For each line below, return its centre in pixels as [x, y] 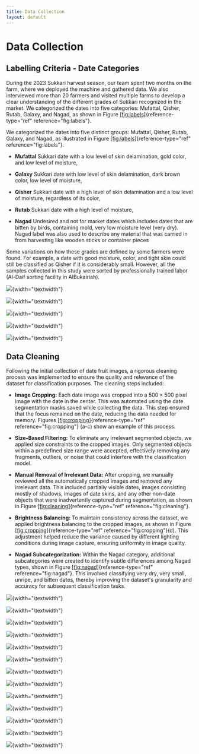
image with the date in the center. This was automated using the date [99, 401]
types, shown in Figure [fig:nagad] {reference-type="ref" [84, 567]
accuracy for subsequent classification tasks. [70, 586]
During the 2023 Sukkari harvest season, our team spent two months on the [99, 83]
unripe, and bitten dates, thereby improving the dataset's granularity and [103, 580]
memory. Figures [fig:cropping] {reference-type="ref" [80, 420]
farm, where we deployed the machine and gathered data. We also [87, 89]
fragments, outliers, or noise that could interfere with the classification [100, 457]
